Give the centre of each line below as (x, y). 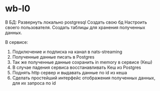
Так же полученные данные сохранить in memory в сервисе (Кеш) (82, 62)
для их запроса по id (34, 83)
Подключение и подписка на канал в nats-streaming (67, 52)
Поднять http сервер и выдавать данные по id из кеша (69, 72)
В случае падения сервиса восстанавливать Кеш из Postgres (77, 67)
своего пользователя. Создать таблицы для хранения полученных (75, 27)
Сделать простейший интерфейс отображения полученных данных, (84, 78)
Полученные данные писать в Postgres (53, 57)
